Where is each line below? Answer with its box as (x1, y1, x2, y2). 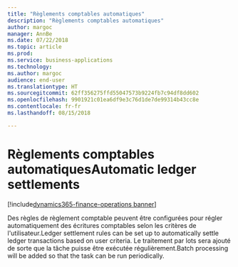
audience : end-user (7, 76, 66, 84)
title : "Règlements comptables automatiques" (7, 10, 145, 18)
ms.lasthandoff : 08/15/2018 (7, 109, 91, 116)
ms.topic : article (7, 43, 62, 50)
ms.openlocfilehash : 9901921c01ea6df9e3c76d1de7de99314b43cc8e (7, 97, 200, 104)
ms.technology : (7, 63, 53, 70)
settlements (7, 176, 81, 192)
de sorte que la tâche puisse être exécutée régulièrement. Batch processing (7, 244, 229, 252)
